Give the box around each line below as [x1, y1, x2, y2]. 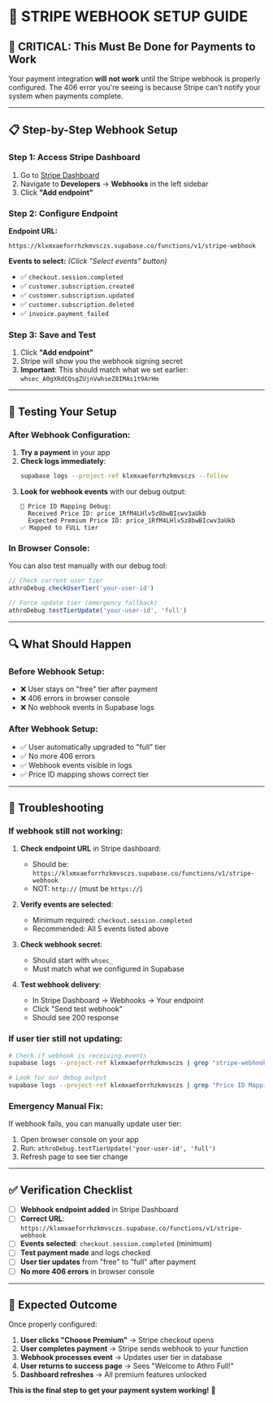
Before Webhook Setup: [8, 665, 105, 677]
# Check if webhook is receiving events [8, 1051, 148, 1059]
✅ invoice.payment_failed [19, 308, 110, 318]
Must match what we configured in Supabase [32, 964, 184, 974]
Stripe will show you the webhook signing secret [19, 357, 183, 366]
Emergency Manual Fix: [8, 1101, 104, 1112]
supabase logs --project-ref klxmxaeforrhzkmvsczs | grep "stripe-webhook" [8, 1059, 271, 1067]
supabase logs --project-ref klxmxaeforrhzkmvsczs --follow [19, 471, 228, 480]
